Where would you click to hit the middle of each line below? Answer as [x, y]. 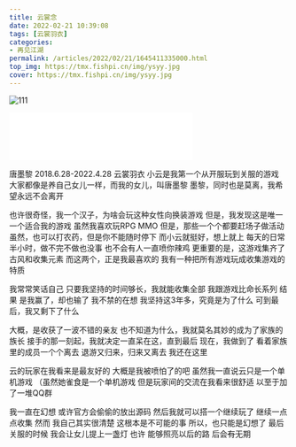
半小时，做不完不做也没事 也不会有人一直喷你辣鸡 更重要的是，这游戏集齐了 [147, 248]
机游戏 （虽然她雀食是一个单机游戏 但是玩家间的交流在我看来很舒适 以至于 [144, 381]
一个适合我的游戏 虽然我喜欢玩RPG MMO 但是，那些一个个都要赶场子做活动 [147, 226]
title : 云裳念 [33, 17]
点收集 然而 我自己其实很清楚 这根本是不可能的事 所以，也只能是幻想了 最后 [147, 422]
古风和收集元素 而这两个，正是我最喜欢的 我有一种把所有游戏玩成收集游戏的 [147, 258]
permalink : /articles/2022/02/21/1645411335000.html [109, 58]
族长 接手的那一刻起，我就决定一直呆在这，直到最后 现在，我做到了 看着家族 [148, 341]
